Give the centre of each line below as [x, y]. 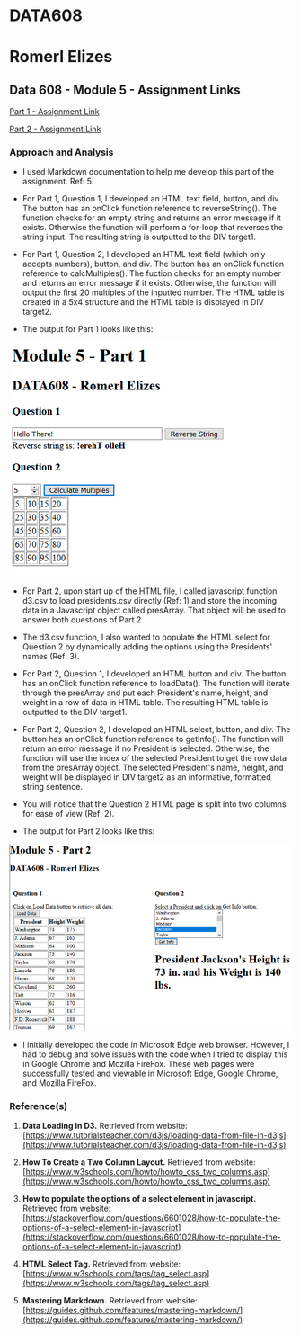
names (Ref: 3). [51, 657]
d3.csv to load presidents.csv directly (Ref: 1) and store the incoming [150, 601]
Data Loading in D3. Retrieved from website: [105, 1126]
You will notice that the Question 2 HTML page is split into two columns [154, 804]
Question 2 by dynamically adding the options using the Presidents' [147, 647]
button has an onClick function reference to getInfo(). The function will [153, 739]
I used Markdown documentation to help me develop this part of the [148, 172]
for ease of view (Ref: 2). [68, 814]
